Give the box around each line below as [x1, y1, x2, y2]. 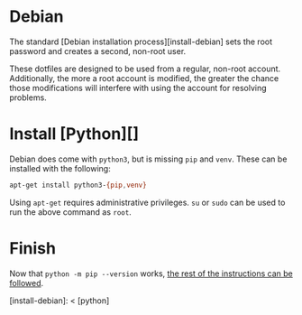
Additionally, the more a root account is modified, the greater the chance [9, 72, 279, 83]
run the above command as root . [9, 206, 133, 218]
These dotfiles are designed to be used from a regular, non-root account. [9, 63, 281, 74]
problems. [9, 92, 47, 103]
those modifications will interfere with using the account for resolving [9, 82, 267, 93]
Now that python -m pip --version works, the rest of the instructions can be [9, 268, 293, 279]
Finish [9, 237, 57, 258]
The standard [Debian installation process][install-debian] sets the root [9, 36, 273, 47]
